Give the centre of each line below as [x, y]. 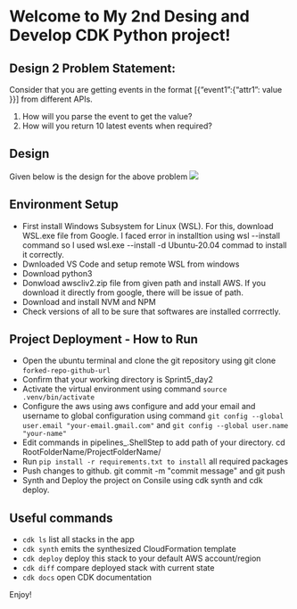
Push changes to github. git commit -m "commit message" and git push [153, 471]
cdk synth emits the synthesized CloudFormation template [129, 549]
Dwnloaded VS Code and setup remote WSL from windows [131, 264]
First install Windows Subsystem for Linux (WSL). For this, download [148, 226]
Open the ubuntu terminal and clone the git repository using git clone [149, 361]
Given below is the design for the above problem [99, 177]
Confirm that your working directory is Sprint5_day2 [118, 380]
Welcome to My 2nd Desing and [129, 16]
